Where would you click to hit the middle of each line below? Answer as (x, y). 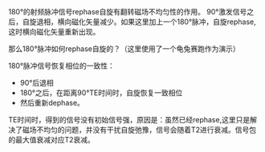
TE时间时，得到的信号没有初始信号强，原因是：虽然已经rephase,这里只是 (129, 120)
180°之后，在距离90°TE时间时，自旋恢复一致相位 (101, 93)
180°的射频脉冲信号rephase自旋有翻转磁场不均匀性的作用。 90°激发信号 (128, 12)
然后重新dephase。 (52, 103)
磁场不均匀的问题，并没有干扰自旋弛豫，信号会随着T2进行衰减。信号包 (139, 130)
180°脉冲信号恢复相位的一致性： (61, 66)
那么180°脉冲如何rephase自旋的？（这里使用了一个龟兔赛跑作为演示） (124, 49)
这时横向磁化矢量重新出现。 (54, 32)
